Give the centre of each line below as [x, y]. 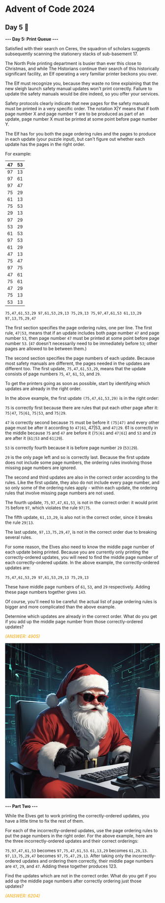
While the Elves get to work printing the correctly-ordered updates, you [77, 816]
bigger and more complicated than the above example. [60, 607]
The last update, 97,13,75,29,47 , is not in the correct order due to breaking [81, 532]
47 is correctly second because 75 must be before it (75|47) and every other [82, 422]
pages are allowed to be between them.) [46, 349]
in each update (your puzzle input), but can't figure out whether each [75, 139]
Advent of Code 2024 [50, 9]
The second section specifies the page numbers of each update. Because [80, 358]
